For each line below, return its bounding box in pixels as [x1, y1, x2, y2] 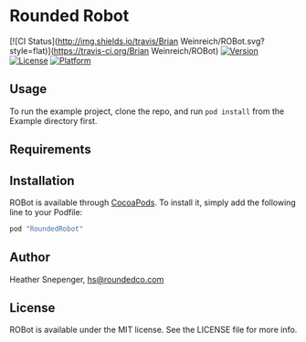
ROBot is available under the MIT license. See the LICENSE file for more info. [9, 325, 298, 336]
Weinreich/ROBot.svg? [180, 36, 265, 47]
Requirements [9, 142, 91, 158]
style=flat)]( [9, 45, 55, 56]
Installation [9, 172, 75, 188]
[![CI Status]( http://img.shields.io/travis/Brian [9, 36, 179, 47]
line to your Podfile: [9, 206, 83, 217]
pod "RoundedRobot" [9, 224, 84, 233]
